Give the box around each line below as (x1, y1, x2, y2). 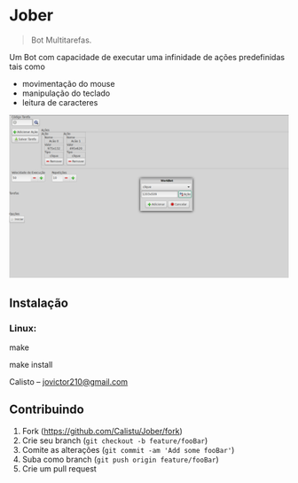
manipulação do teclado (21, 88, 111, 98)
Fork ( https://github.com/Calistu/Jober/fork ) (21, 425, 184, 436)
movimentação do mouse (21, 78, 115, 89)
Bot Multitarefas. (30, 35, 92, 45)
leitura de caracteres (21, 97, 98, 107)
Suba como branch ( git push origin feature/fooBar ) (21, 454, 219, 464)
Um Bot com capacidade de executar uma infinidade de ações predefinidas (9, 51, 286, 62)
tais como (9, 61, 46, 72)
